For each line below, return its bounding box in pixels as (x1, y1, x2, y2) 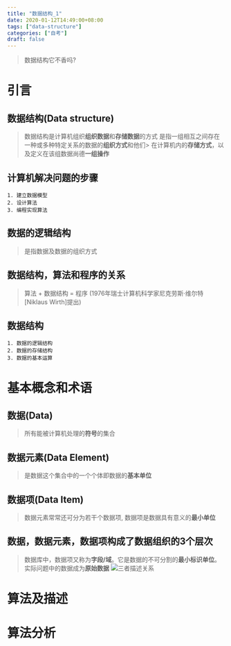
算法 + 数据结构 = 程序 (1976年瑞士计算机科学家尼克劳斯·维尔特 (24, 289, 204, 297)
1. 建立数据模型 (7, 192, 48, 198)
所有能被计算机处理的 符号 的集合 (24, 430, 115, 438)
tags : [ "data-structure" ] (7, 23, 82, 30)
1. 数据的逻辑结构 (7, 340, 53, 347)
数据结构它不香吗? (24, 56, 76, 65)
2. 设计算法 (7, 199, 38, 206)
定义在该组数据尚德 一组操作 (30, 150, 109, 158)
